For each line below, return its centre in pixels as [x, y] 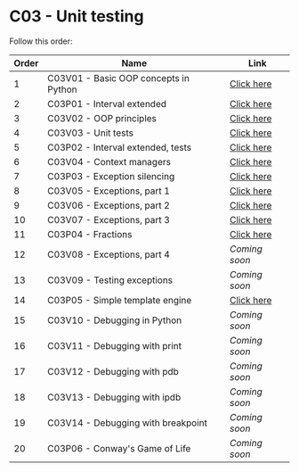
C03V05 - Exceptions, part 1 [109, 191]
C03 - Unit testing [77, 17]
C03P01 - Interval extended [107, 104]
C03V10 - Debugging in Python [115, 320]
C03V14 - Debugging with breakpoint [127, 423]
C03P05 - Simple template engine [120, 300]
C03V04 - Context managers [109, 161]
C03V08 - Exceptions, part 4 [109, 254]
